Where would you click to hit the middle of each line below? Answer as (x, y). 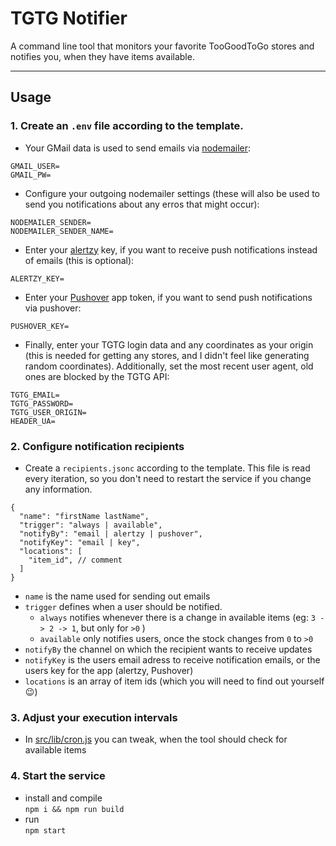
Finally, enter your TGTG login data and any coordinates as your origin (169, 344)
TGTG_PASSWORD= (42, 403)
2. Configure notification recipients (97, 446)
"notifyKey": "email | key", (80, 542)
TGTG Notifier (69, 18)
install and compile (63, 798)
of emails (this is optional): (79, 260)
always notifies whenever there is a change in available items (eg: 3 (178, 617)
